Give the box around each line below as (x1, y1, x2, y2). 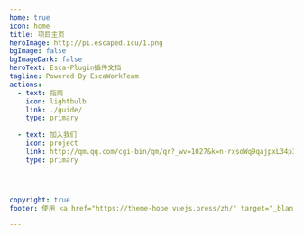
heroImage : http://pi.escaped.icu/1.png (9, 38, 164, 48)
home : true (9, 13, 50, 22)
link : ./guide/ (25, 105, 83, 114)
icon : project (25, 139, 78, 148)
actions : (9, 80, 42, 89)
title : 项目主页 (9, 30, 65, 39)
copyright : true (9, 195, 70, 204)
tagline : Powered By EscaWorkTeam (9, 72, 140, 81)
